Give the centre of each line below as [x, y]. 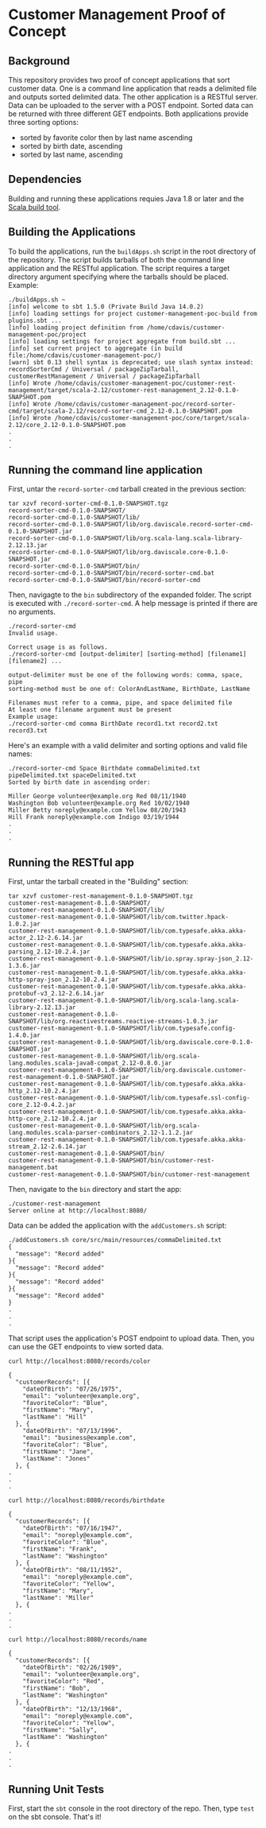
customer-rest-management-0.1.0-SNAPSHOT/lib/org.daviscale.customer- [127, 1070]
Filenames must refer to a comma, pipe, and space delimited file [120, 703]
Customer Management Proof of [117, 15]
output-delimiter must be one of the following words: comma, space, [126, 675]
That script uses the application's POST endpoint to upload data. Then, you [131, 1338]
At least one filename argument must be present [90, 710]
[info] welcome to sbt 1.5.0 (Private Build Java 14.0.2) [106, 307]
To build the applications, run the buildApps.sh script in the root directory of [132, 251]
